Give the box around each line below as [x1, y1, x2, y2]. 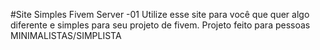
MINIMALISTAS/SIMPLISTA [10, 30, 122, 41]
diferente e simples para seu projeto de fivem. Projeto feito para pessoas [10, 19, 311, 31]
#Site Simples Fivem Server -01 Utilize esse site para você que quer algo [10, 9, 310, 20]
